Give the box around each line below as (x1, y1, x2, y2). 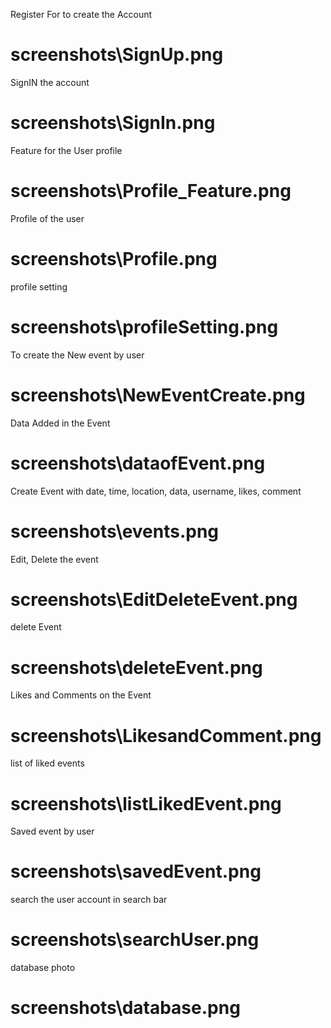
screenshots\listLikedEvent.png (10, 792, 282, 815)
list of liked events (10, 757, 85, 769)
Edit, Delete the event (10, 553, 99, 565)
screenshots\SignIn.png (10, 112, 216, 134)
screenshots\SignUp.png (10, 44, 224, 66)
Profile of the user (10, 212, 85, 224)
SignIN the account (10, 76, 90, 88)
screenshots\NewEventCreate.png (10, 384, 306, 406)
